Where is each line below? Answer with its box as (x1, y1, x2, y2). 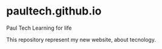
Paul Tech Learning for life (6, 24, 72, 31)
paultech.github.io (6, 4, 102, 18)
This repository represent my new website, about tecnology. (6, 36, 156, 43)
